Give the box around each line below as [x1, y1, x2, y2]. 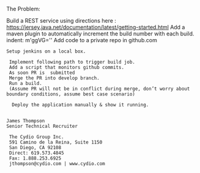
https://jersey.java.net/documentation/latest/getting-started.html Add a [6, 24, 185, 31]
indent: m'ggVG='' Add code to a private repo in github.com [6, 37, 157, 43]
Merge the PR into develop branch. [9, 75, 100, 81]
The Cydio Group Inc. [9, 134, 64, 140]
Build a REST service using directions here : [6, 17, 116, 24]
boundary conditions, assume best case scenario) [6, 91, 136, 97]
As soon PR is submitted [9, 70, 75, 76]
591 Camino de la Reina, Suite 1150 [9, 139, 103, 145]
